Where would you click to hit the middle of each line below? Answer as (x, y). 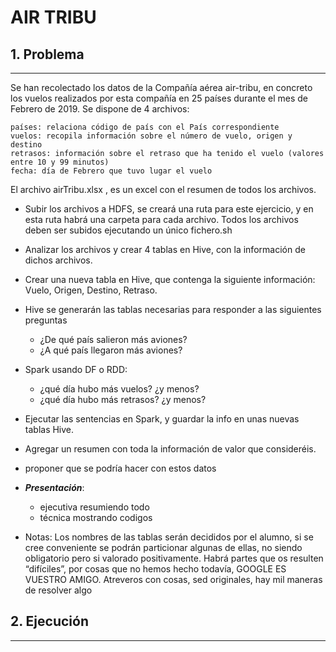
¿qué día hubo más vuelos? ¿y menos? (119, 389)
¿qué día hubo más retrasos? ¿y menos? (123, 399)
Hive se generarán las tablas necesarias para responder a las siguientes (173, 309)
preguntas (46, 320)
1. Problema (47, 54)
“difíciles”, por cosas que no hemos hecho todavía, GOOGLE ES (155, 569)
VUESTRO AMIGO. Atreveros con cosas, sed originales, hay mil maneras (173, 579)
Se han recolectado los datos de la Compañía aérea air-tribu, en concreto (161, 87)
